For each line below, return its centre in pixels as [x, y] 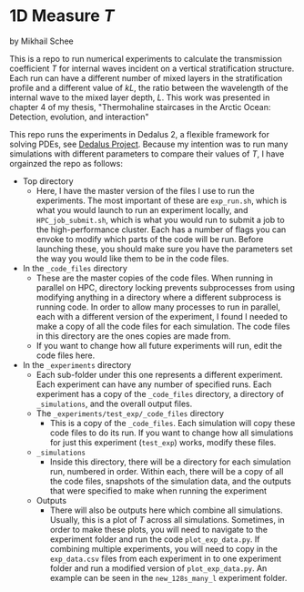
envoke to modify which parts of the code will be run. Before [150, 239]
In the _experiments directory [77, 364]
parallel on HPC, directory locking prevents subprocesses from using [166, 287]
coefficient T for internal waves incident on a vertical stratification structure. [152, 68]
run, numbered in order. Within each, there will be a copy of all [167, 471]
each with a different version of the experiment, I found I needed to [162, 316]
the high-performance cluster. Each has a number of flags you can [161, 230]
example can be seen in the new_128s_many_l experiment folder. [168, 577]
